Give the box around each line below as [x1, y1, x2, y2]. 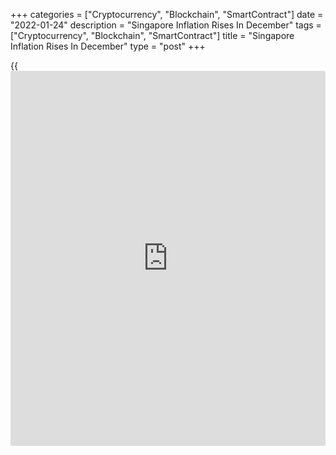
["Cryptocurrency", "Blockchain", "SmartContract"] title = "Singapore [10, 30, 295, 41]
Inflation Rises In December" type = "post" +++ [10, 40, 206, 52]
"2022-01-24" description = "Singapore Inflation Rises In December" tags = [10, 19, 322, 31]
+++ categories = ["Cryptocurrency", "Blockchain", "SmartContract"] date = [10, 9, 324, 20]
